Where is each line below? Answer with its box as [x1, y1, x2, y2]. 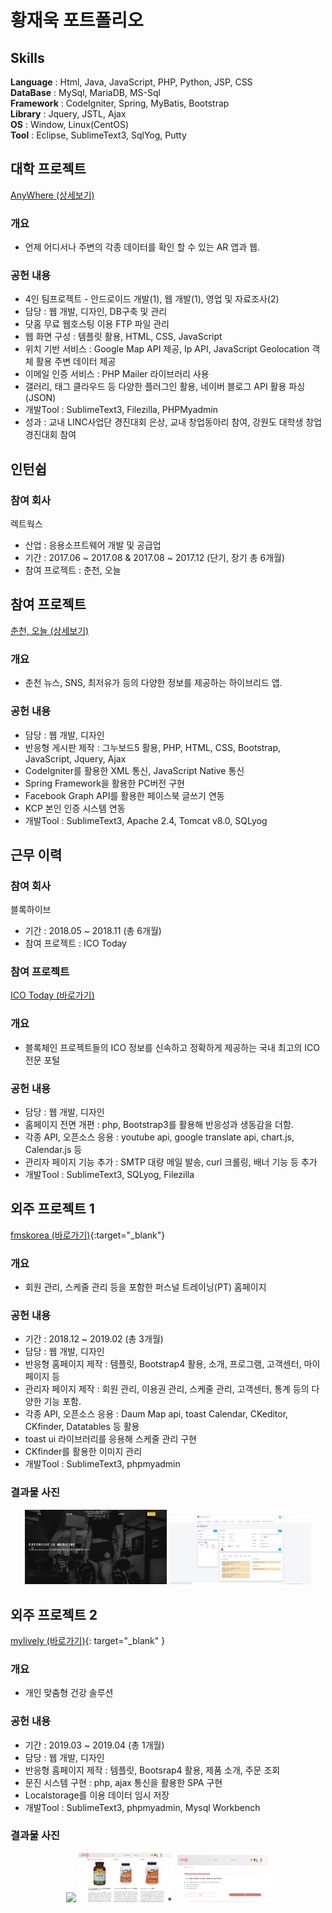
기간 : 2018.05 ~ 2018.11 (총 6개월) [24, 925, 162, 937]
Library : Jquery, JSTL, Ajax [10, 108, 127, 120]
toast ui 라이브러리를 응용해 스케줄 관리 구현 [24, 1433, 197, 1445]
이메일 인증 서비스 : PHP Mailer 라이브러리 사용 [24, 368, 210, 380]
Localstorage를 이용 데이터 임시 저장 [24, 1789, 170, 1801]
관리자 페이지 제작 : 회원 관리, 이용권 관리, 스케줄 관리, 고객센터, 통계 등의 [24, 1383, 310, 1395]
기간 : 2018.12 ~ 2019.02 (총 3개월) [24, 1333, 164, 1345]
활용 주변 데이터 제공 [35, 356, 117, 368]
